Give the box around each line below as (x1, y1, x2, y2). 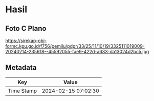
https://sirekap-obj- (5, 37, 47, 44)
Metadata (5, 63, 37, 72)
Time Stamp (8, 87, 37, 94)
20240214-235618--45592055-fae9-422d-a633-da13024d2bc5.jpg (5, 49, 149, 54)
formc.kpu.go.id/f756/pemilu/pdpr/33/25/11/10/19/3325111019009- (5, 43, 145, 49)
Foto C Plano (5, 24, 47, 33)
